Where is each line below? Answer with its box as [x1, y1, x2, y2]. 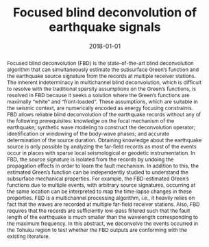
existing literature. [6, 233, 50, 240]
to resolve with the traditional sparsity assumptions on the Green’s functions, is [6, 85, 197, 92]
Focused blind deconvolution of [12, 5, 197, 21]
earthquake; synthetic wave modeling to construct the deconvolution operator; [6, 123, 196, 131]
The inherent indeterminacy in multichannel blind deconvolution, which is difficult [6, 79, 202, 86]
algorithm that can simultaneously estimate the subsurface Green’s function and [6, 66, 199, 73]
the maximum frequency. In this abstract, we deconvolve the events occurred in [6, 220, 199, 227]
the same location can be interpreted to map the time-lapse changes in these [6, 187, 192, 195]
